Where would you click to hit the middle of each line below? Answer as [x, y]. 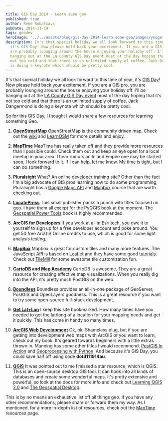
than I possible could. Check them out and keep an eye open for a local [86, 151]
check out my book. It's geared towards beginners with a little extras [83, 340]
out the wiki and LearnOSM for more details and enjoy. [69, 136]
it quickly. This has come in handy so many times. [64, 320]
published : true [22, 19]
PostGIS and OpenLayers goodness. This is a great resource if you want [87, 295]
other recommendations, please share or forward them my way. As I [76, 402]
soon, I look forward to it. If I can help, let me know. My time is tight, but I [87, 162]
